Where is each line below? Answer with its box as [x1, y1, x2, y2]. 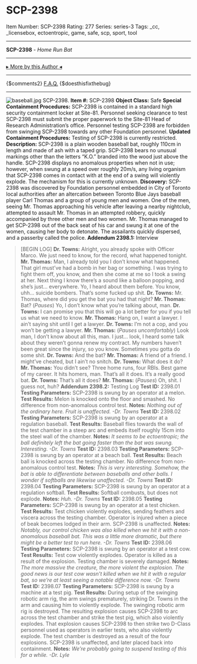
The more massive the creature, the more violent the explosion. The [20, 564, 185, 571]
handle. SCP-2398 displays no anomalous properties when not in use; [6, 159, 175, 166]
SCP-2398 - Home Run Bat [6, 46, 72, 53]
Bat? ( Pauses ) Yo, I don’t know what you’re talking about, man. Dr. [20, 301, 181, 308]
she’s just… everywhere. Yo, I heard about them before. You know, [20, 283, 181, 290]
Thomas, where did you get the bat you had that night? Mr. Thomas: [20, 295, 186, 303]
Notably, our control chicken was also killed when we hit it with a [20, 526, 178, 534]
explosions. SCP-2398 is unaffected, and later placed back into [20, 639, 174, 646]
